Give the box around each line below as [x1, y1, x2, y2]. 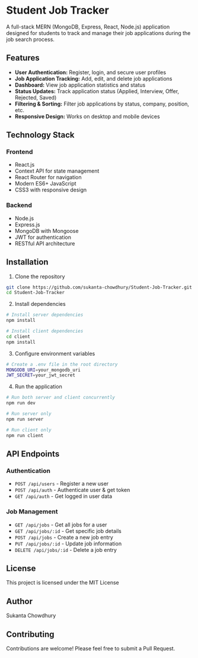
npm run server [6, 416, 44, 422]
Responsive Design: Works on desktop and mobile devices [14, 113, 160, 120]
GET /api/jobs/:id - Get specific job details [14, 527, 122, 534]
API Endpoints [6, 449, 60, 459]
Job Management [6, 507, 58, 516]
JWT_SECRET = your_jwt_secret [6, 372, 76, 378]
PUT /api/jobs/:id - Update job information [14, 540, 122, 547]
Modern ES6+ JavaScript [14, 180, 76, 187]
